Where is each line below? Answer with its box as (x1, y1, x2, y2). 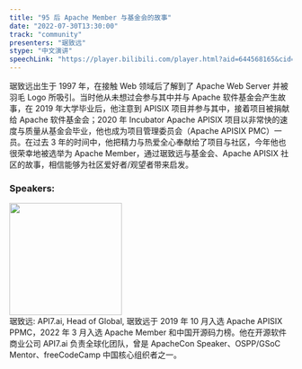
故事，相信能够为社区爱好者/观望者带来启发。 (24, 159, 194, 170)
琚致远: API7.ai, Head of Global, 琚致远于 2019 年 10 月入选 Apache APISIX (9, 316, 283, 327)
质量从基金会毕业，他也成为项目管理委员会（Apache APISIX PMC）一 (24, 126, 283, 136)
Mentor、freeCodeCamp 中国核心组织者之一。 (9, 349, 182, 360)
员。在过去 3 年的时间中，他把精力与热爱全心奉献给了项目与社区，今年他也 (9, 136, 287, 147)
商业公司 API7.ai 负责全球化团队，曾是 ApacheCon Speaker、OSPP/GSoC (9, 338, 281, 349)
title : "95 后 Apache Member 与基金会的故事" (9, 13, 173, 22)
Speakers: (9, 181, 56, 194)
